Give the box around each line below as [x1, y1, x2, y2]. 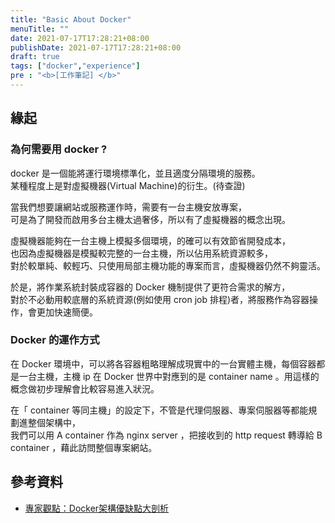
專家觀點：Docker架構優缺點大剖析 [24, 502, 170, 514]
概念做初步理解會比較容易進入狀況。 [10, 382, 160, 395]
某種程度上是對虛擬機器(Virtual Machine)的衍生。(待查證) [10, 179, 246, 191]
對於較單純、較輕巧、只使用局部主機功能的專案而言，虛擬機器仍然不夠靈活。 [10, 259, 326, 271]
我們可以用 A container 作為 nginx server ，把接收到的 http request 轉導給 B [10, 429, 323, 441]
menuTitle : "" [10, 24, 70, 34]
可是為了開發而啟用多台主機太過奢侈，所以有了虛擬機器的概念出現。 [10, 213, 291, 225]
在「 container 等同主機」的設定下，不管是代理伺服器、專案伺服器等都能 [10, 404, 309, 416]
